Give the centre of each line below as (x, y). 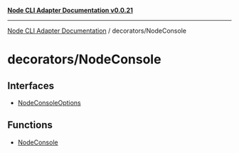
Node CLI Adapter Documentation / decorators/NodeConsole (97, 31)
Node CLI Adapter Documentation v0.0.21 (70, 10)
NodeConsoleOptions (49, 103)
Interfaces (31, 86)
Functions (30, 125)
